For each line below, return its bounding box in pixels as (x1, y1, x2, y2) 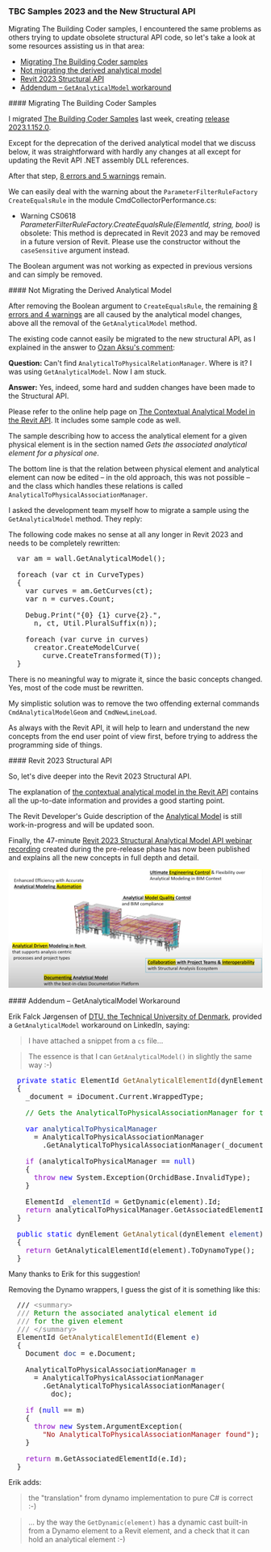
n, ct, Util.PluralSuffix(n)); (33, 619, 158, 628)
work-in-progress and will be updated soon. (8, 820, 155, 830)
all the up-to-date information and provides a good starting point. (8, 795, 225, 806)
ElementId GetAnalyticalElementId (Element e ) (16, 1333, 200, 1342)
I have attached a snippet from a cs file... (27, 1036, 164, 1045)
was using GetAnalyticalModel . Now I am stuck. (8, 367, 167, 377)
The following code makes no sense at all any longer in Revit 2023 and (8, 530, 244, 540)
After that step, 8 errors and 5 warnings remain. (8, 172, 167, 181)
